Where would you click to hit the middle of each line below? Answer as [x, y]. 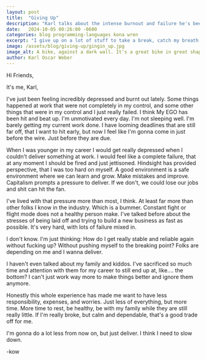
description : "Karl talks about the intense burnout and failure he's [98, 23]
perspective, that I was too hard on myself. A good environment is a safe [98, 169]
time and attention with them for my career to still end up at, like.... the [95, 270]
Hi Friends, [20, 75]
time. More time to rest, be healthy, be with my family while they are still [97, 308]
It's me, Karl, [22, 87]
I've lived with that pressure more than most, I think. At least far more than [100, 201]
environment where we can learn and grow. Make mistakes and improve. [98, 176]
